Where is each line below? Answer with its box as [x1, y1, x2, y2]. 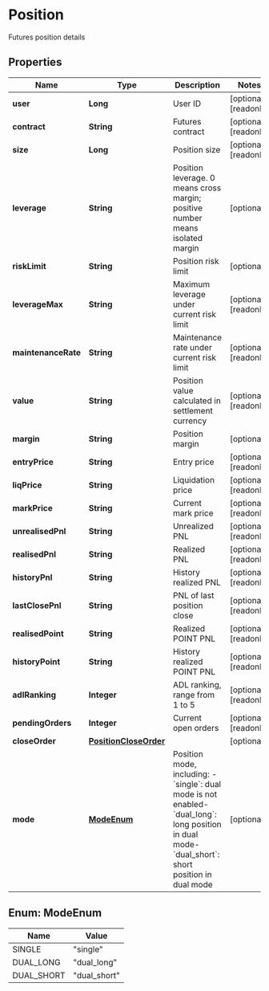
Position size [172, 144, 221, 155]
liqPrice [12, 479, 42, 491]
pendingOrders [12, 717, 72, 728]
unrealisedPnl [12, 525, 66, 536]
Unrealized [172, 520, 214, 532]
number [172, 212, 203, 223]
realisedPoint [12, 628, 64, 639]
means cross [172, 182, 222, 194]
